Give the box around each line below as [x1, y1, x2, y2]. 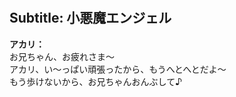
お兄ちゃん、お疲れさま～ [9, 50, 115, 62]
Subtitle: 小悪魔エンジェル [9, 10, 172, 27]
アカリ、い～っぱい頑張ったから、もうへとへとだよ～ [9, 63, 227, 75]
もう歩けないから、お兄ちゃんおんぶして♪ [9, 75, 183, 87]
